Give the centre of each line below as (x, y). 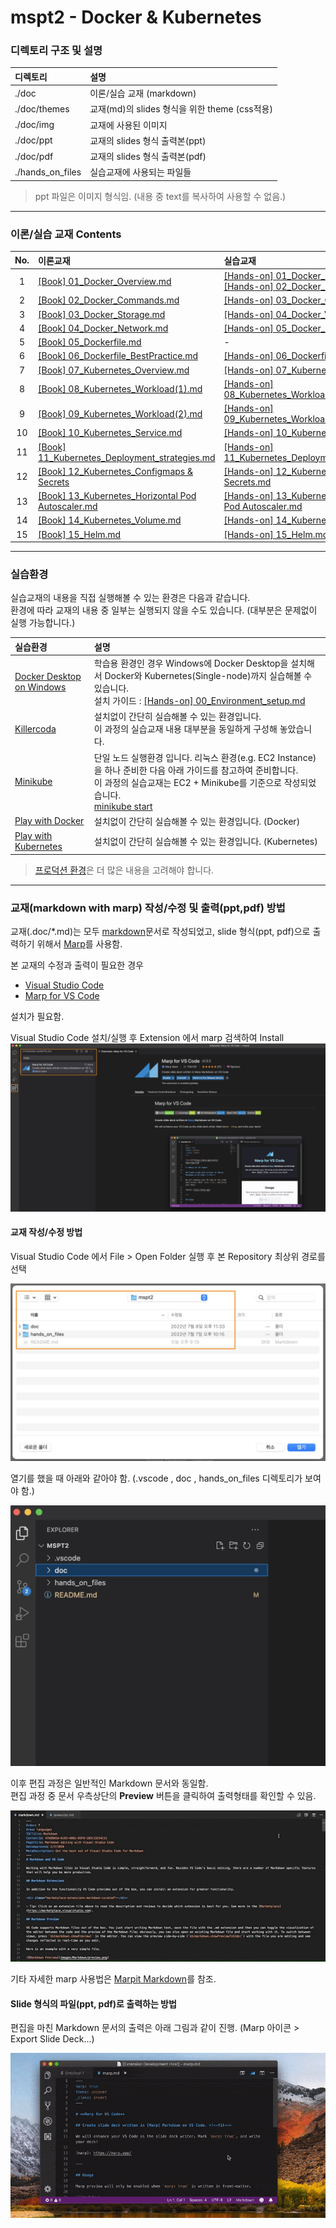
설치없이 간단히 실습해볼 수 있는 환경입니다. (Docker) (197, 821)
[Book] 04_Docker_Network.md (103, 328)
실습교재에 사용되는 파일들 (140, 172)
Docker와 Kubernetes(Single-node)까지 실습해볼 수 (208, 676)
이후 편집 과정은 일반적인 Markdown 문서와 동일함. (109, 1783)
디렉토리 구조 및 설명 (56, 51)
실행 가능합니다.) (43, 623)
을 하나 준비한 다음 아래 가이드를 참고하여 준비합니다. (196, 770)
